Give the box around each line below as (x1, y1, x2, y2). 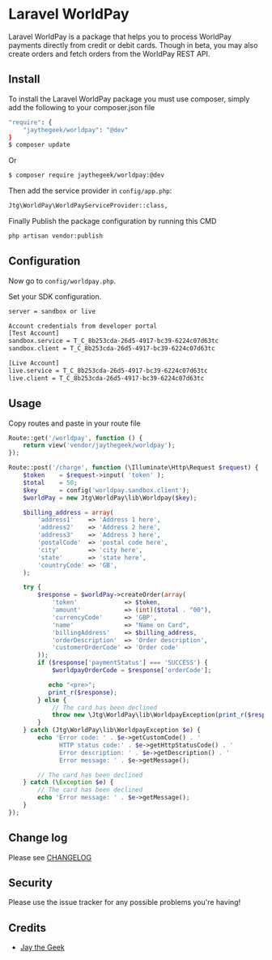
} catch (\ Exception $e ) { (23, 778, 114, 786)
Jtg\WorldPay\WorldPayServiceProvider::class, (8, 202, 168, 210)
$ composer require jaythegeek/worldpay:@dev (8, 171, 164, 179)
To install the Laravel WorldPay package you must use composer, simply (8, 94, 250, 104)
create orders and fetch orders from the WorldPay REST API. (8, 49, 210, 58)
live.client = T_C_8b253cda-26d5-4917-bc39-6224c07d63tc (8, 374, 205, 382)
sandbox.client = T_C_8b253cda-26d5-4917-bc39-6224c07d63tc (8, 345, 216, 353)
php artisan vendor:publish (8, 232, 104, 240)
